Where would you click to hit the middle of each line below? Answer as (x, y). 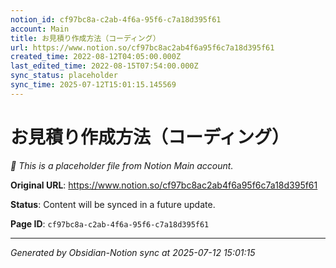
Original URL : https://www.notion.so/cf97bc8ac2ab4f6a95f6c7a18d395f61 (164, 185)
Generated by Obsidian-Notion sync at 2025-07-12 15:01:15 (133, 252)
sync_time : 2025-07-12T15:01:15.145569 (93, 85)
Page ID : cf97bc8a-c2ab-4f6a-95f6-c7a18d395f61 (110, 223)
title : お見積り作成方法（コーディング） (85, 38)
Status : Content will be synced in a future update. (113, 204)
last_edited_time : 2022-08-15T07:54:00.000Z (104, 66)
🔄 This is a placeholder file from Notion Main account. (122, 165)
